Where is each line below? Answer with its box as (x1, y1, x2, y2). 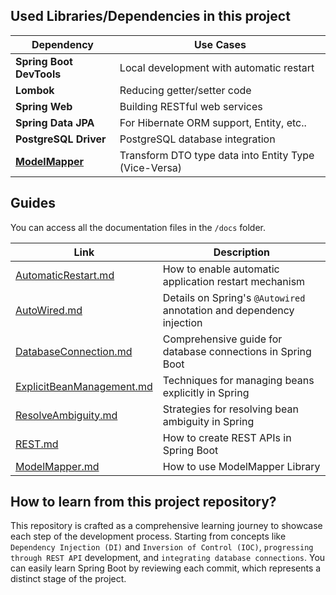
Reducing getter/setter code (119, 83, 252, 97)
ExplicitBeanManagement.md (15, 379, 153, 393)
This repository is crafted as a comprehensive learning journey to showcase (10, 520, 323, 532)
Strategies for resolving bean (162, 402, 299, 416)
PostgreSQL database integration (119, 132, 276, 146)
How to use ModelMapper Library (162, 459, 321, 473)
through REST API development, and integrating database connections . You (10, 552, 326, 564)
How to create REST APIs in (162, 430, 292, 444)
